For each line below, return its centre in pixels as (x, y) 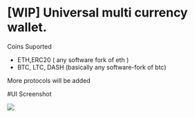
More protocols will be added (49, 80)
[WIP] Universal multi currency (98, 13)
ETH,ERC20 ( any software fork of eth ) (73, 59)
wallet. (27, 27)
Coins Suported (29, 46)
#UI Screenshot (29, 94)
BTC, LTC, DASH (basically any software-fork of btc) (92, 67)
